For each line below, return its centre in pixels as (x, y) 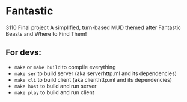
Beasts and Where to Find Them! (46, 33)
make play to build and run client (54, 92)
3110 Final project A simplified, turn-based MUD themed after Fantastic (93, 27)
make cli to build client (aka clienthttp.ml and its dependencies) (93, 79)
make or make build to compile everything (65, 67)
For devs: (23, 53)
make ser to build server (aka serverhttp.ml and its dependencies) (95, 73)
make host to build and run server (55, 86)
